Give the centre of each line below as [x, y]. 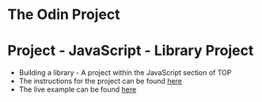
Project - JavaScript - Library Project [131, 51]
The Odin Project [64, 15]
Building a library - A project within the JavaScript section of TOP [125, 73]
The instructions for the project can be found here [101, 81]
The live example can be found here [78, 89]
